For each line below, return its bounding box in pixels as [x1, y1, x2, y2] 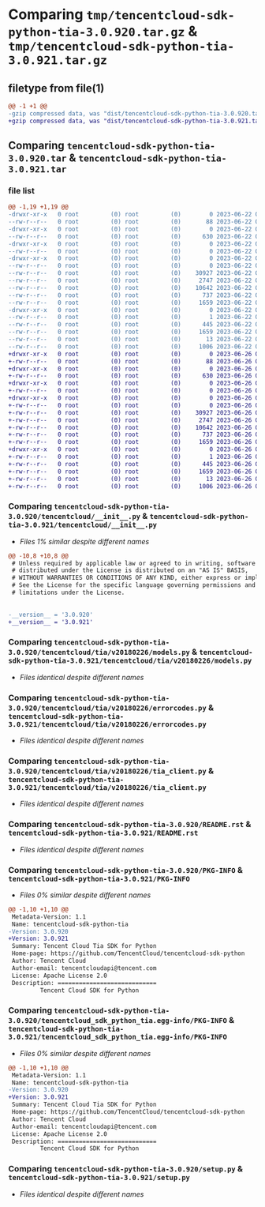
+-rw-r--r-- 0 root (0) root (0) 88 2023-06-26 [8, 357, 252, 365]
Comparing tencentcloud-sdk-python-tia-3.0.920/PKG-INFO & [8, 864, 243, 875]
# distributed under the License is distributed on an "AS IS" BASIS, [11, 566, 248, 574]
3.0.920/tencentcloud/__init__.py [8, 512, 140, 521]
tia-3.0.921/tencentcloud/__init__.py [8, 521, 158, 530]
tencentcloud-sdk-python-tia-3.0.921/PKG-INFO [8, 874, 191, 883]
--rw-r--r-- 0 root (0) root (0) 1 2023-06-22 [8, 314, 252, 321]
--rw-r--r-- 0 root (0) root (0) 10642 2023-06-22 [8, 284, 252, 291]
